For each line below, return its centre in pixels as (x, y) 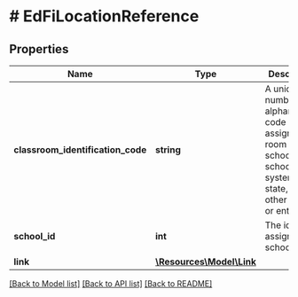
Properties (39, 49)
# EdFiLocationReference (104, 16)
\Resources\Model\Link (206, 262)
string (168, 150)
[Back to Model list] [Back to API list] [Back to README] (111, 284)
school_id (35, 236)
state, (276, 188)
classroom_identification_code (80, 150)
